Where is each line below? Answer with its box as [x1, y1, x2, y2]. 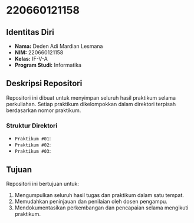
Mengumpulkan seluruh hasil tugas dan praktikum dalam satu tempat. [14, 191, 185, 198]
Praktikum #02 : [14, 141, 51, 148]
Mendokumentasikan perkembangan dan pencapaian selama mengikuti [14, 204, 189, 211]
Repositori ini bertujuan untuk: [6, 180, 80, 187]
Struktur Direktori [6, 122, 58, 130]
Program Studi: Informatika [14, 61, 81, 68]
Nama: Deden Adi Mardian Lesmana [14, 42, 103, 50]
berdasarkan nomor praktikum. [6, 107, 81, 114]
